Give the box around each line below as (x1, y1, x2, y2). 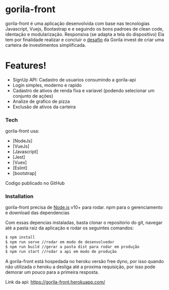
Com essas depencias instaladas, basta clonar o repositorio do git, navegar (5, 220, 163, 226)
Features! (5, 60, 47, 72)
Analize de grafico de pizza (12, 98, 70, 104)
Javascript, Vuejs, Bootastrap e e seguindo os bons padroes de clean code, (5, 25, 164, 32)
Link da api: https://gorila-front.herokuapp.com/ (5, 279, 106, 285)
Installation (5, 193, 34, 200)
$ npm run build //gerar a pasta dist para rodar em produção (5, 244, 140, 250)
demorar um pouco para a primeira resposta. (5, 269, 99, 275)
